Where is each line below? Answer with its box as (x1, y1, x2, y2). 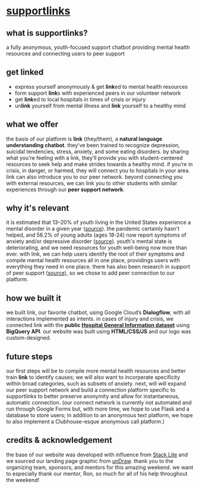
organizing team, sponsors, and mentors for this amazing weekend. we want (6, 464, 194, 471)
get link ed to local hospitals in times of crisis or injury (14, 95, 146, 102)
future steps (6, 352, 53, 362)
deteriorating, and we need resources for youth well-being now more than (6, 244, 187, 251)
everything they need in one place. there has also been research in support (6, 263, 190, 271)
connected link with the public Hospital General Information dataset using (6, 322, 190, 329)
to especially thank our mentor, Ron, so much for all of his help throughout (6, 470, 188, 477)
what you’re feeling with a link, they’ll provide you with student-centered (6, 154, 183, 161)
